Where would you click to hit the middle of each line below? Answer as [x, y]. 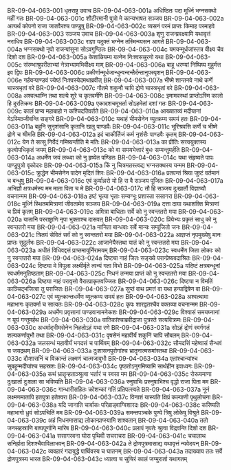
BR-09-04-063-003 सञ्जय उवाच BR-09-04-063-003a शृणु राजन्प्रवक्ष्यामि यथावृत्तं [109, 34]
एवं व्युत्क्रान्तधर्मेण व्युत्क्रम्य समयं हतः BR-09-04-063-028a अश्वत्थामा [128, 296]
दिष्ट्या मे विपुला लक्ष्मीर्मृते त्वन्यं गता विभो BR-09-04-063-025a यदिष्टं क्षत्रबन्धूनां [129, 266]
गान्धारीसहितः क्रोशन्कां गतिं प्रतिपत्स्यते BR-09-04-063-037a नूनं [134, 389]
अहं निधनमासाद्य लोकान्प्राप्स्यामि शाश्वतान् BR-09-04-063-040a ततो [128, 420]
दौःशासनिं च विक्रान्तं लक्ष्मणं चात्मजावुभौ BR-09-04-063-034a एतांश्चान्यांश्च [111, 358]
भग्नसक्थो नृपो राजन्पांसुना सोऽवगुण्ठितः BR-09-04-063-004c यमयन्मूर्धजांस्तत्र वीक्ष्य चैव [124, 49]
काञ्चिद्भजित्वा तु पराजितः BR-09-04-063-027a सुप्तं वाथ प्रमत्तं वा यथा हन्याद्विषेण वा [104, 289]
